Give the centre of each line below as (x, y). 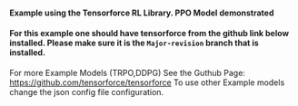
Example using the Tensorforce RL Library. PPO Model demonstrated (142, 13)
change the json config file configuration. (87, 92)
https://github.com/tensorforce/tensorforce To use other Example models (147, 82)
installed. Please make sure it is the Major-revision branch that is (134, 43)
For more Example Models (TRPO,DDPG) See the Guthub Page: (127, 72)
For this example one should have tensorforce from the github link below (149, 34)
